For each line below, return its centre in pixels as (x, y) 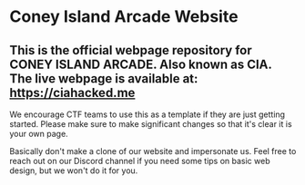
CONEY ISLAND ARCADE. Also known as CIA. (141, 64)
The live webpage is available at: (104, 78)
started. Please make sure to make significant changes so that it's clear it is (151, 124)
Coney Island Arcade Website (124, 17)
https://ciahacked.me (72, 92)
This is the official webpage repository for (131, 50)
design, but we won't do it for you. (74, 170)
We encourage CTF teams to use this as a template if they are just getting (147, 114)
